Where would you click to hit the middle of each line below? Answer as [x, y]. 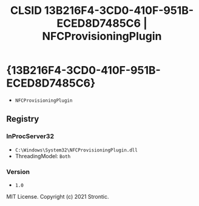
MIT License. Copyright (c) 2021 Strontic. [58, 196]
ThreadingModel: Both [43, 156]
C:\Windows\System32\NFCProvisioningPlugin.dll [76, 150]
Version [18, 171]
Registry [23, 119]
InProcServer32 [30, 136]
